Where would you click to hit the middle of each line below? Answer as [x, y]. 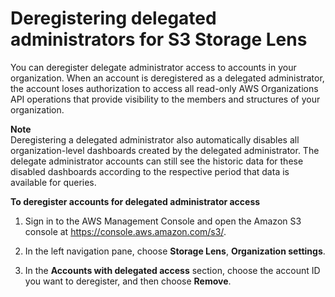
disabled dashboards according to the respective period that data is [150, 171]
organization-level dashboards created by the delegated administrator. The [165, 150]
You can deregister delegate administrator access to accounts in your [153, 67]
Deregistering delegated [113, 18]
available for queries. [53, 182]
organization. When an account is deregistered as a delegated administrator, [167, 78]
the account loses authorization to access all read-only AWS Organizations [164, 88]
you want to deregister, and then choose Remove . [128, 281]
